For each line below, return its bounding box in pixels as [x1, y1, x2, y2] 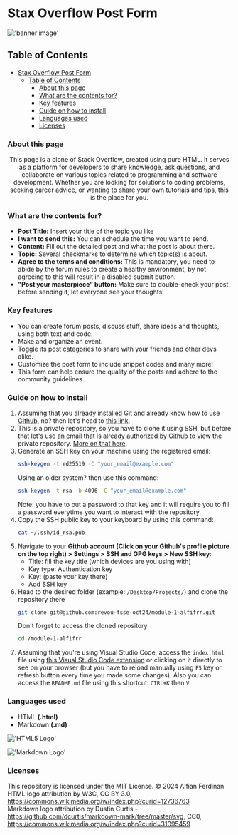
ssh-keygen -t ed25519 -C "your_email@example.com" [17, 460, 174, 468]
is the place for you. [90, 193, 149, 202]
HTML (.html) [17, 712, 58, 721]
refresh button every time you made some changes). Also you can [17, 671, 212, 680]
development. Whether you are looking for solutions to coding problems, [13, 178, 226, 187]
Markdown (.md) [17, 720, 67, 729]
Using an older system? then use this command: [17, 473, 159, 482]
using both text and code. [17, 329, 93, 338]
